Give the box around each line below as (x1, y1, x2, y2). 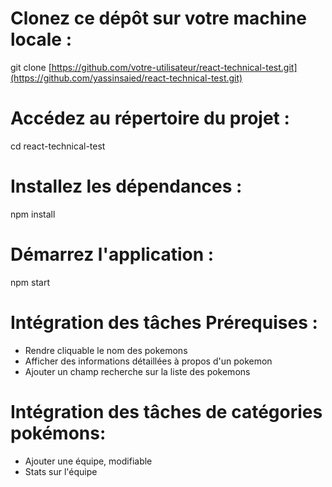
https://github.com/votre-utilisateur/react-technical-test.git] (51, 61, 298, 73)
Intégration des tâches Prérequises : (10, 311, 318, 334)
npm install (10, 208, 56, 220)
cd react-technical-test (10, 140, 106, 152)
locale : (10, 28, 73, 51)
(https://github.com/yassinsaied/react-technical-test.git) (10, 72, 243, 84)
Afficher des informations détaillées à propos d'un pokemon (24, 355, 273, 367)
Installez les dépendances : (10, 175, 243, 198)
